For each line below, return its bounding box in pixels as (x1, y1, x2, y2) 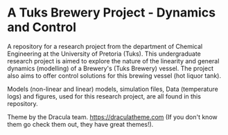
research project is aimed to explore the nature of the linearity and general (7, 56, 220, 65)
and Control (7, 19, 77, 35)
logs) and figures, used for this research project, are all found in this (7, 92, 201, 101)
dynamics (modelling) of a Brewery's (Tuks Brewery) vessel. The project (7, 64, 213, 72)
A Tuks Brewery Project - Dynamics (7, 5, 216, 21)
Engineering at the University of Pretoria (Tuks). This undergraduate (7, 50, 201, 58)
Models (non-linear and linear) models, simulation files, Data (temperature (7, 85, 218, 93)
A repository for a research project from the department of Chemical (7, 42, 203, 50)
